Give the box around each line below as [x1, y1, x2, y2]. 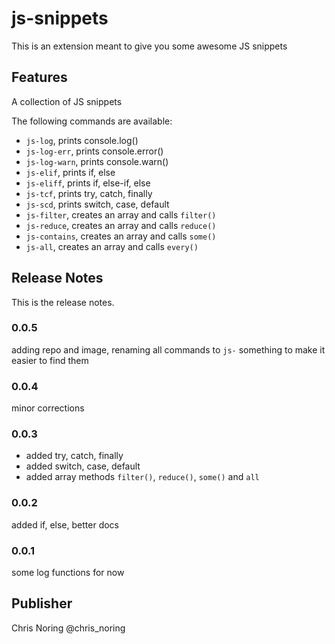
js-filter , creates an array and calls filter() [25, 208, 217, 221]
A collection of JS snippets [11, 95, 123, 107]
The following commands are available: [11, 115, 173, 127]
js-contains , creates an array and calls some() [25, 230, 217, 242]
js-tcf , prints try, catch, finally [25, 187, 153, 199]
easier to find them [11, 354, 89, 366]
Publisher [11, 595, 73, 612]
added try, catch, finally [25, 450, 124, 462]
